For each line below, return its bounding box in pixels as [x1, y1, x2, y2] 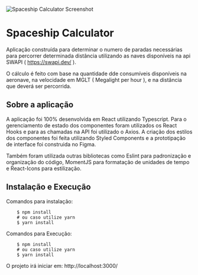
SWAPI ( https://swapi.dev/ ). [6, 58, 77, 65]
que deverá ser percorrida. [6, 82, 72, 89]
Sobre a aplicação [6, 100, 74, 110]
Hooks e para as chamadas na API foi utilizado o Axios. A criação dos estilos [6, 128, 193, 135]
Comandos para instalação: [6, 197, 73, 204]
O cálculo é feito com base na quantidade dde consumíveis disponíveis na [6, 70, 187, 77]
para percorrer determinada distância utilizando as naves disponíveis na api [6, 52, 191, 59]
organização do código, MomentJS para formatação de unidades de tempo [6, 158, 190, 165]
